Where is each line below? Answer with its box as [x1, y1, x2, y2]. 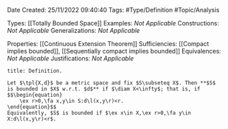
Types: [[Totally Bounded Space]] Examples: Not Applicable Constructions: [7, 19, 219, 27]
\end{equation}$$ [7, 104, 57, 110]
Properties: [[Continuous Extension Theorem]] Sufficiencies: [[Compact [7, 40, 210, 47]
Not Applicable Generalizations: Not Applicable [7, 27, 140, 34]
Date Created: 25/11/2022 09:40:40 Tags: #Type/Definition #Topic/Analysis [7, 6, 220, 14]
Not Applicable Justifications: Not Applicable [7, 54, 134, 62]
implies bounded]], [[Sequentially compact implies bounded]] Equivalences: [7, 47, 221, 55]
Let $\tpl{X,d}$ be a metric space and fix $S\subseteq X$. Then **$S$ [7, 80, 216, 86]
